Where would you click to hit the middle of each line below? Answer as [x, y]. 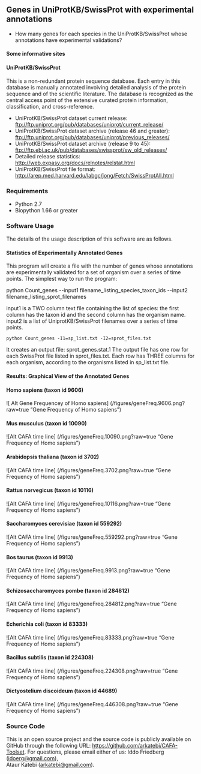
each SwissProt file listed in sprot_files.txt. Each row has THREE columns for [100, 356]
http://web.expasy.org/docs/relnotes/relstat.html [75, 163]
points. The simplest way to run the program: [62, 279]
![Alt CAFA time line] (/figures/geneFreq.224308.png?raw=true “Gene [92, 671]
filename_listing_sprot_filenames [46, 297]
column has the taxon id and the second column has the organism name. [96, 315]
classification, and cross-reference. [50, 106]
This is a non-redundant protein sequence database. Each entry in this [93, 81]
